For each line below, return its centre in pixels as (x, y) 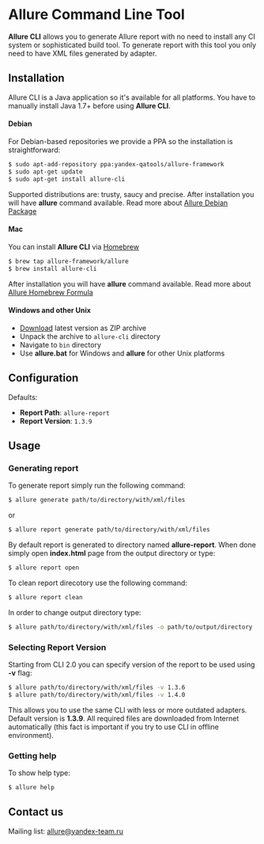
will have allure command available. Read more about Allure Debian (118, 203)
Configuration (43, 378)
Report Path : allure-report (64, 412)
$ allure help (32, 787)
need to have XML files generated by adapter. (83, 53)
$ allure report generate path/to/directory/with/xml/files (109, 530)
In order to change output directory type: (75, 612)
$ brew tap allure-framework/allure (68, 261)
